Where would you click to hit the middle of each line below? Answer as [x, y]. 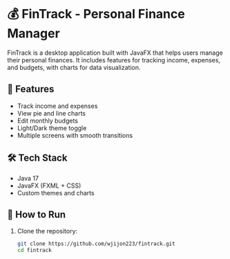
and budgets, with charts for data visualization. [74, 67]
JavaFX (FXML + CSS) [49, 186]
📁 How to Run [37, 214]
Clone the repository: [47, 231]
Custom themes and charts [56, 193]
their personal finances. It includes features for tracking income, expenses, [114, 60]
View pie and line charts [51, 113]
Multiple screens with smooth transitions [75, 135]
